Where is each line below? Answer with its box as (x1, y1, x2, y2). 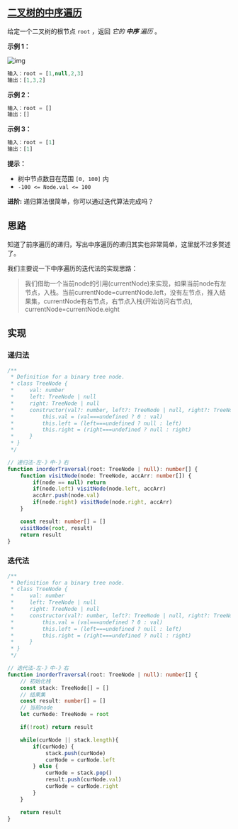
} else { (33, 763, 59, 770)
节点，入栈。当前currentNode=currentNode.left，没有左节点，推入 (24, 288, 220, 296)
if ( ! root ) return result (20, 724, 93, 731)
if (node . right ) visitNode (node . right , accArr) (33, 499, 173, 506)
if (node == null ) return (33, 479, 106, 486)
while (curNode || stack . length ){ (20, 736, 119, 744)
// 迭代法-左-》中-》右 (7, 665, 69, 672)
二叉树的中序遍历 (7, 6, 82, 19)
